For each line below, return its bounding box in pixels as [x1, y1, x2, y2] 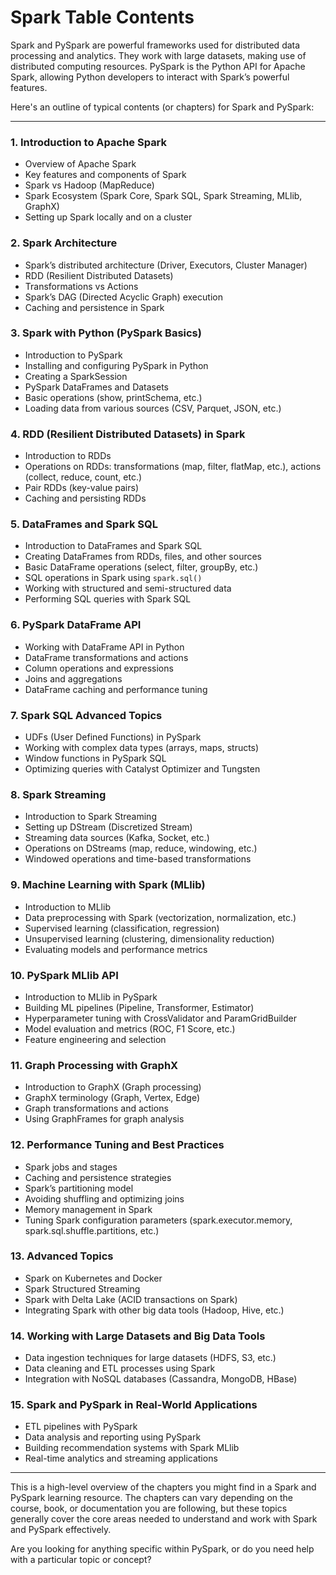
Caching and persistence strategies [24, 1171, 172, 1183]
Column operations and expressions [24, 662, 174, 674]
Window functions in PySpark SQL [24, 752, 167, 765]
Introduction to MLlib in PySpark [24, 991, 158, 1003]
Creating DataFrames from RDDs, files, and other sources [24, 551, 262, 563]
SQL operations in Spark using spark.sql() [24, 572, 203, 584]
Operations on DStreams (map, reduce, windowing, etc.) [24, 842, 258, 855]
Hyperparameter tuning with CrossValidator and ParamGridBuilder [24, 1012, 298, 1024]
